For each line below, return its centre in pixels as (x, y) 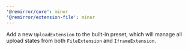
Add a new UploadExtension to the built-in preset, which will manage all (94, 34)
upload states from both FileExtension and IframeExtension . (81, 40)
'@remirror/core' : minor (37, 12)
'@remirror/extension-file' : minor (51, 17)
